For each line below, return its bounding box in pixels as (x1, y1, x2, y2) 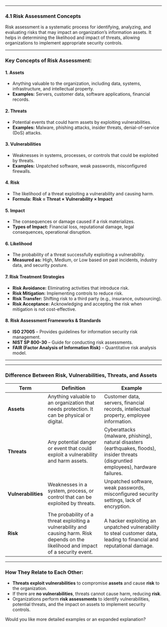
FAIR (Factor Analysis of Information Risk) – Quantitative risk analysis (12, 344, 157, 350)
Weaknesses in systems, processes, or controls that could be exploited (12, 152, 159, 158)
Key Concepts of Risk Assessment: (5, 57, 92, 64)
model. (12, 350, 27, 356)
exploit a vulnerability (48, 451, 98, 458)
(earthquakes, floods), (104, 445, 156, 452)
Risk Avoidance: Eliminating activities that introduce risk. (12, 285, 130, 291)
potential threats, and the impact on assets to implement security (12, 602, 146, 608)
